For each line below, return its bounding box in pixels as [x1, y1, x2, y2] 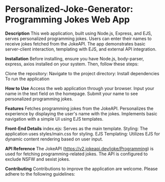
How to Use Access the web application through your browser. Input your [5, 85, 154, 91]
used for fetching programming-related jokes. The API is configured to [5, 151, 148, 157]
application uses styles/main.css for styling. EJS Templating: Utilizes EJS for [5, 131, 160, 136]
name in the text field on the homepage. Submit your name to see [5, 91, 138, 96]
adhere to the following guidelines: [5, 171, 75, 177]
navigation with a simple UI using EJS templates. [5, 116, 103, 122]
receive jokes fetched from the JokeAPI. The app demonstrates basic [5, 41, 146, 46]
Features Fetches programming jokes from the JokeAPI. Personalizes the [5, 105, 154, 111]
